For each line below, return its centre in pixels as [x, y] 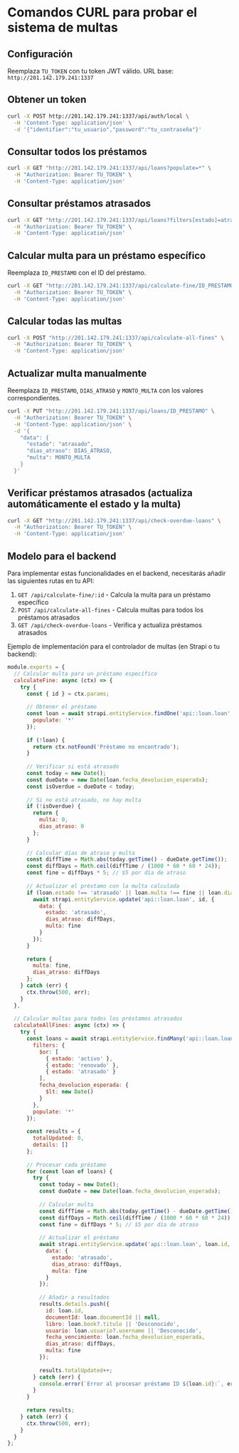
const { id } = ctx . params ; [68, 694]
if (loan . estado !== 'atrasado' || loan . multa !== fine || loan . [125, 893]
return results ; [50, 1410]
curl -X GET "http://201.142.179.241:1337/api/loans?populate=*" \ [110, 168]
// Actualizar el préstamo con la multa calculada [103, 886]
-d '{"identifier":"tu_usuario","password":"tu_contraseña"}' [108, 129]
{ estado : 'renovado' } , [82, 1065]
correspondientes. [34, 398]
